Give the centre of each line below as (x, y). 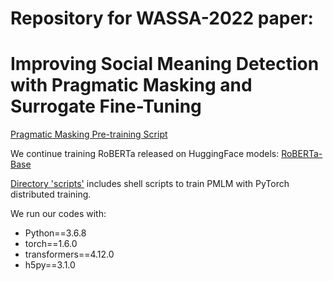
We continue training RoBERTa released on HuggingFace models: (145, 154)
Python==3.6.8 (55, 233)
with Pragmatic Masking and (131, 85)
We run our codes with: (58, 214)
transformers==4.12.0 (69, 254)
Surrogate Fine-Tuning (106, 106)
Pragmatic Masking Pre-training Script (89, 134)
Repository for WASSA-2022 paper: (162, 18)
